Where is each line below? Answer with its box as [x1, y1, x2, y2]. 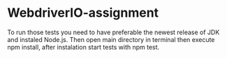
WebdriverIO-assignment [7, 5, 159, 21]
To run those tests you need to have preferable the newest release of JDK [7, 28, 220, 36]
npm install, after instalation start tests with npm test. [7, 43, 160, 51]
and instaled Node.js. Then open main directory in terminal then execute [7, 35, 215, 43]
